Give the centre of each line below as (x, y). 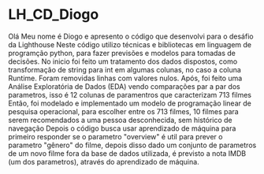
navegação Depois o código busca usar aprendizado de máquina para (122, 128)
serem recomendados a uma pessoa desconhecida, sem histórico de (120, 120)
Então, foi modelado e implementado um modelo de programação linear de (130, 103)
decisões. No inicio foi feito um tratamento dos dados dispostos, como (123, 61)
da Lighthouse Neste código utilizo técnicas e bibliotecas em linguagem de (130, 44)
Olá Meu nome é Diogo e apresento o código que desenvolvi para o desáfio (131, 36)
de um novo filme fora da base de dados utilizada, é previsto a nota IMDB (127, 153)
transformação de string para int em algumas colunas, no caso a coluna (125, 69)
